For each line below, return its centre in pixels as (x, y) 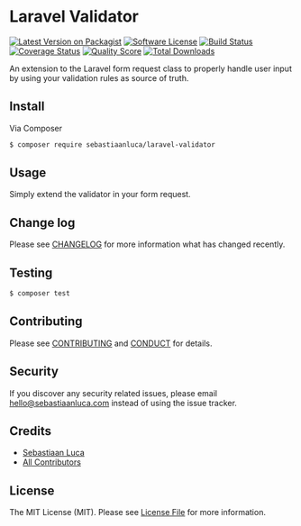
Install (27, 107)
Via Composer (36, 128)
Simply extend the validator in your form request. (100, 195)
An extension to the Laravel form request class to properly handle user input (151, 68)
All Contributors (51, 462)
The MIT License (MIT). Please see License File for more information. (137, 512)
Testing (31, 272)
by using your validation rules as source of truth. (99, 77)
